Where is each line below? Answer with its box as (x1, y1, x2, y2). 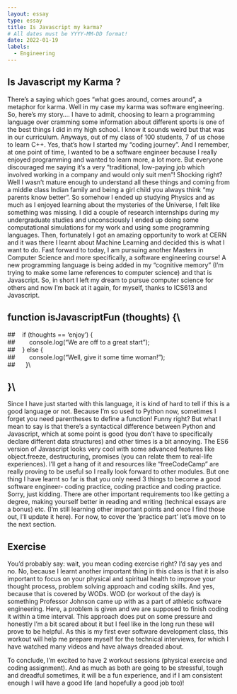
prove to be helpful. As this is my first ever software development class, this (7, 627, 229, 636)
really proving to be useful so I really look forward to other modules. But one (7, 467, 229, 476)
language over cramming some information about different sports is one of (7, 118, 225, 126)
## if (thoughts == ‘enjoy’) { (7, 330, 93, 339)
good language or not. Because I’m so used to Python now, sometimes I (7, 407, 216, 415)
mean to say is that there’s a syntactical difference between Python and (7, 422, 216, 431)
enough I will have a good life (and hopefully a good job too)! (7, 678, 185, 688)
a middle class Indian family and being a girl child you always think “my (7, 185, 214, 194)
